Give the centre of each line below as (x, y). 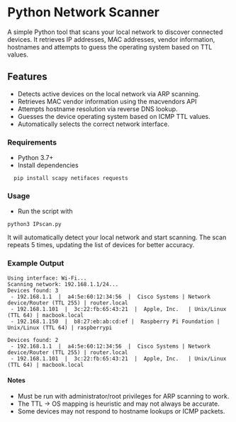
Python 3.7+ (35, 158)
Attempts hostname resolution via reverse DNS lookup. (98, 109)
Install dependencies (48, 165)
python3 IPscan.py (34, 224)
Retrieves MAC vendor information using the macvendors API (107, 101)
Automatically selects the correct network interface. (94, 124)
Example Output (36, 263)
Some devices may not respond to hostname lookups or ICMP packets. (121, 411)
